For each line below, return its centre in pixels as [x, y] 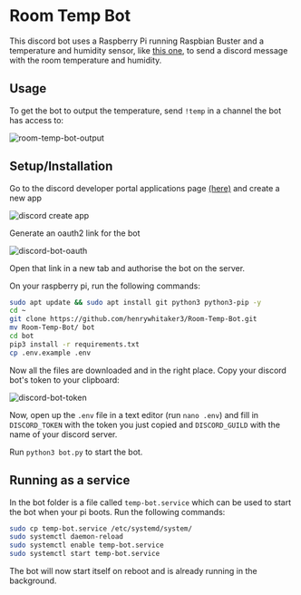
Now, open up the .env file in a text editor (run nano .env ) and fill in [134, 415]
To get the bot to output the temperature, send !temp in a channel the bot [146, 111]
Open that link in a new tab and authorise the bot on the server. [127, 268]
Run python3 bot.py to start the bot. [76, 452]
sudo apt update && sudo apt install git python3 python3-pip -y [135, 302]
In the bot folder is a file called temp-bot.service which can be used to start [150, 502]
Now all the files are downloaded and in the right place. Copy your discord [148, 370]
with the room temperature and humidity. [86, 60]
